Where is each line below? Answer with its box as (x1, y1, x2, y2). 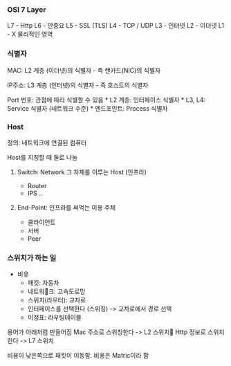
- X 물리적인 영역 (7, 30, 53, 39)
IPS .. (27, 189, 43, 197)
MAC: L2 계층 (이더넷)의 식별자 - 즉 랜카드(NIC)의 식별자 (7, 66, 161, 74)
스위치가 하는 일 (7, 253, 57, 262)
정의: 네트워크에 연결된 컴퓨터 (7, 138, 87, 147)
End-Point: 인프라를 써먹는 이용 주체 (17, 203, 116, 212)
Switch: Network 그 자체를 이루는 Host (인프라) (17, 167, 147, 176)
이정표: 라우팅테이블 (27, 313, 82, 322)
